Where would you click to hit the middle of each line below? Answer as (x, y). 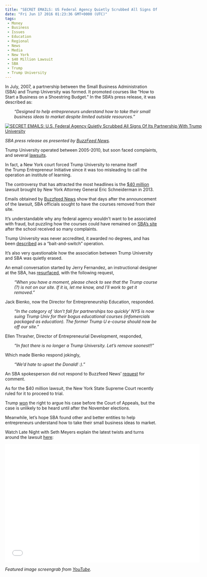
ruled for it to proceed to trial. (34, 393)
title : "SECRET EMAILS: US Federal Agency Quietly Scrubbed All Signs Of (81, 9)
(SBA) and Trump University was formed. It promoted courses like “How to (80, 92)
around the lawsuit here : (29, 437)
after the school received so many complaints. (51, 229)
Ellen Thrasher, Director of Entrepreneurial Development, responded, (74, 336)
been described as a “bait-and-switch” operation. (55, 243)
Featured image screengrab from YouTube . (48, 569)
